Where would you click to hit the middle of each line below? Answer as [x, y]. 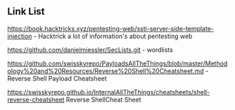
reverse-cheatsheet [36, 99]
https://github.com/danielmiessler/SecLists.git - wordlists [90, 49]
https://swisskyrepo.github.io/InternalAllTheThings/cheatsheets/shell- [109, 92]
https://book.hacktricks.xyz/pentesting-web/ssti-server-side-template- [111, 28]
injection [20, 36]
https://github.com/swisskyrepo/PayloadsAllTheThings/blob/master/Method [118, 63]
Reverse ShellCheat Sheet [104, 99]
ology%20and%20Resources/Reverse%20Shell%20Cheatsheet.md [106, 71]
